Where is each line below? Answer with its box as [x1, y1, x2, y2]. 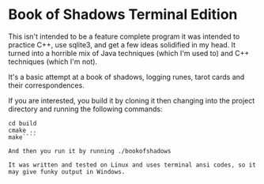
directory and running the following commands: [8, 104, 163, 114]
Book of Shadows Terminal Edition [8, 6, 238, 24]
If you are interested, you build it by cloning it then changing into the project [8, 96, 255, 105]
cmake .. [8, 126, 37, 134]
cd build [8, 119, 37, 127]
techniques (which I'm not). [8, 57, 97, 66]
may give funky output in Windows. [8, 167, 126, 175]
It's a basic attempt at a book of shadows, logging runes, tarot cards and [8, 72, 245, 81]
